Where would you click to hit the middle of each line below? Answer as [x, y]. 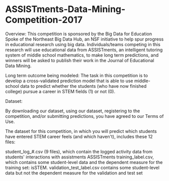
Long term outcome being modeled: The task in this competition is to [77, 75]
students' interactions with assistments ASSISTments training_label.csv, [80, 157]
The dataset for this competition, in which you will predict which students [81, 131]
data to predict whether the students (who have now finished [83, 86]
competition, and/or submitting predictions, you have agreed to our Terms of [84, 116]
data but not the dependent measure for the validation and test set [74, 173]
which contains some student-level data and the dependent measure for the [84, 162]
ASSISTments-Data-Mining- [65, 9]
